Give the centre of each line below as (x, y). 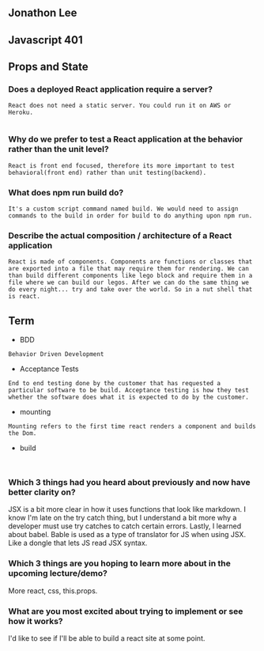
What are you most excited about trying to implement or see (126, 611)
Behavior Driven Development (56, 354)
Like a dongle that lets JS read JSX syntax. (78, 543)
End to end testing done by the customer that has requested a (115, 384)
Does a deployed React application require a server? (111, 89)
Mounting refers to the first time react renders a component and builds (132, 426)
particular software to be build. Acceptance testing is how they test (128, 391)
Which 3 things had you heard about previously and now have (129, 483)
